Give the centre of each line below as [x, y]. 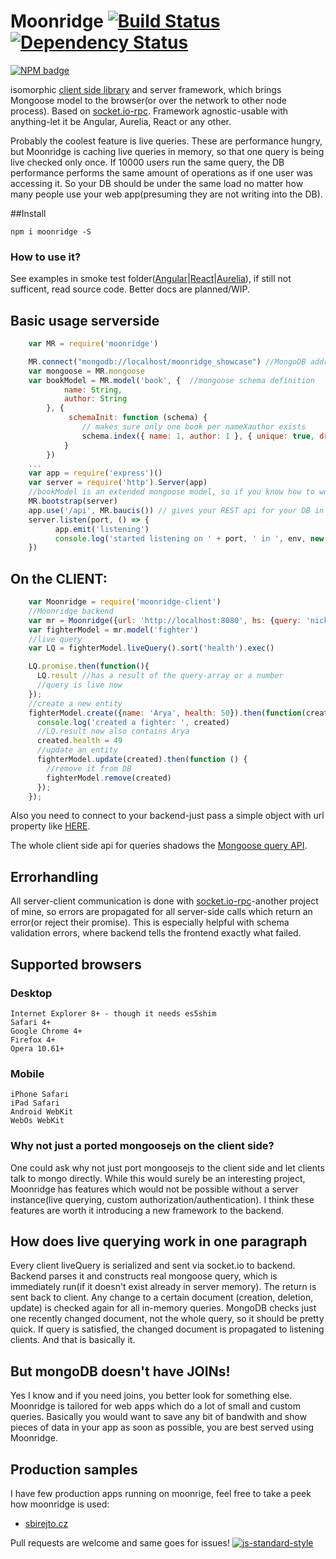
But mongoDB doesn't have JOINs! [120, 1371]
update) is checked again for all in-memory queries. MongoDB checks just [163, 1308]
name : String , [93, 390]
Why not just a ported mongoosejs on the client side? [142, 1146]
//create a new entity [75, 703]
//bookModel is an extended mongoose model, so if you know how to [171, 492]
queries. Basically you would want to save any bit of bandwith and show [159, 1417]
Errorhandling [54, 876]
